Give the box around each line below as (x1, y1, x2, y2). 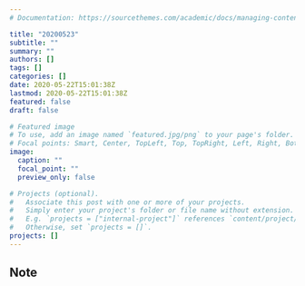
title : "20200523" (9, 29, 79, 39)
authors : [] (9, 55, 54, 64)
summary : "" (9, 46, 54, 55)
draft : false (9, 105, 59, 114)
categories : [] (9, 72, 67, 82)
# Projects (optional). (9, 189, 100, 198)
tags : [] (9, 64, 43, 73)
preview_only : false (17, 173, 95, 182)
